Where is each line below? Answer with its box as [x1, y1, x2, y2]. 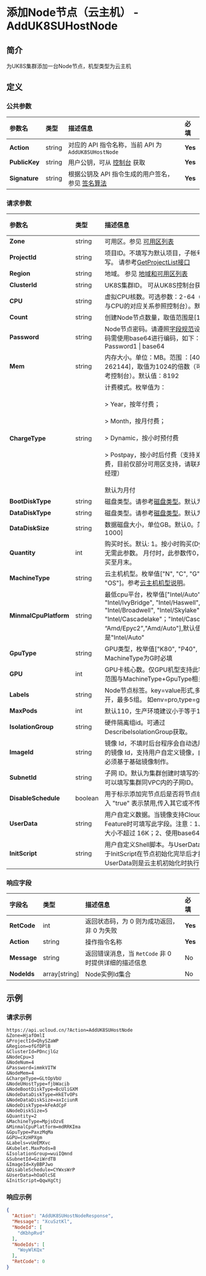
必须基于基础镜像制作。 [104, 757, 173, 766]
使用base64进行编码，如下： [116, 334, 200, 342]
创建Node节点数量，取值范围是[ [104, 313, 197, 322]
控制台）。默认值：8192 [110, 371, 180, 380]
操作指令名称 [85, 938, 123, 946]
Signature [9, 174, 39, 182]
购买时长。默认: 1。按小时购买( [104, 539, 194, 548]
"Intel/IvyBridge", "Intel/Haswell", [104, 598, 200, 606]
